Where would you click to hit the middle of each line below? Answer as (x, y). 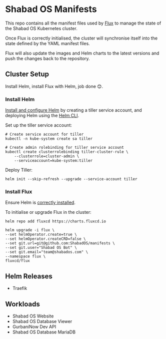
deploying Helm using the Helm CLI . (42, 116)
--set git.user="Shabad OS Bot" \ (41, 248)
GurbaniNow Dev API (34, 326)
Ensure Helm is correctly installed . (40, 203)
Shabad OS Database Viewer (42, 321)
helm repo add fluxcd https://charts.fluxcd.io (56, 221)
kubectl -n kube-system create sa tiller (49, 139)
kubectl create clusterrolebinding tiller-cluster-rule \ (67, 152)
